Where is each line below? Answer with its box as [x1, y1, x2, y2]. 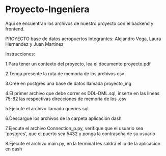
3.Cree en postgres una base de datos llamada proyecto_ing [5, 80, 131, 86]
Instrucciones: [5, 51, 36, 57]
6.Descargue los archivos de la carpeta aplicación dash [5, 115, 122, 121]
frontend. [5, 25, 25, 32]
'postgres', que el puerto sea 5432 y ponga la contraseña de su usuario [5, 131, 155, 137]
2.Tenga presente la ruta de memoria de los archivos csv [5, 70, 125, 77]
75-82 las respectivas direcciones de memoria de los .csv [5, 96, 127, 102]
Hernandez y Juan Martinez [5, 41, 64, 47]
